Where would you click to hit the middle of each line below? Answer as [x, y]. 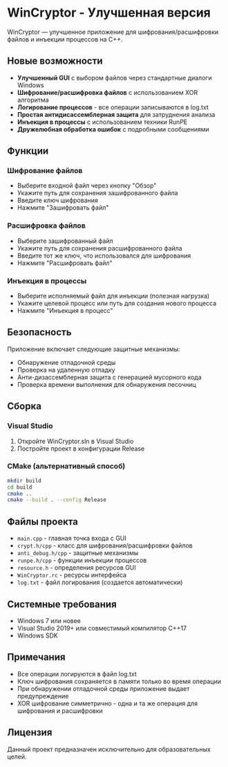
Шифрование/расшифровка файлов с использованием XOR [107, 92]
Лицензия [30, 733]
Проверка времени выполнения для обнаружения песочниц [107, 384]
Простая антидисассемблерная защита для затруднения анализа [116, 114]
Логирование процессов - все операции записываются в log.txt [113, 107]
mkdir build [24, 480]
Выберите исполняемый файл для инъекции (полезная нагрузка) [113, 296]
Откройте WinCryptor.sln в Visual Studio [75, 441]
